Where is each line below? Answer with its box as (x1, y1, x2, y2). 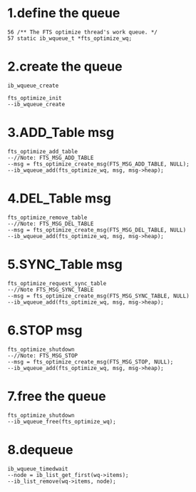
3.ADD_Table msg (7, 125, 115, 140)
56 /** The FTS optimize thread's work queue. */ (7, 29, 158, 36)
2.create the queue (7, 58, 123, 75)
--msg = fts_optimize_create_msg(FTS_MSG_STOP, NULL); (7, 358, 174, 365)
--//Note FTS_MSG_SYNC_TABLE (7, 286, 94, 293)
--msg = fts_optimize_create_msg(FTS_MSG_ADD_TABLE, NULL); (7, 160, 190, 168)
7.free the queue (7, 388, 106, 404)
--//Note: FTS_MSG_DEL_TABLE (7, 220, 94, 227)
